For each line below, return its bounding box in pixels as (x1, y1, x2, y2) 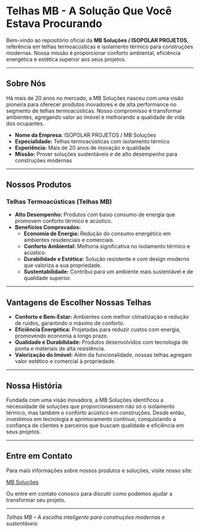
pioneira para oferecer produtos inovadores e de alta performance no (6, 100, 177, 108)
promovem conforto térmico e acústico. (14, 217, 112, 225)
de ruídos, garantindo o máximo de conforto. (14, 319, 125, 327)
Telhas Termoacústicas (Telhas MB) (6, 198, 112, 206)
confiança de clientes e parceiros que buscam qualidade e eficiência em (6, 422, 185, 429)
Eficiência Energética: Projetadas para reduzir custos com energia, (14, 326, 181, 333)
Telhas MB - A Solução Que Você (6, 4, 172, 18)
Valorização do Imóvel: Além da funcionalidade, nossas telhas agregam (14, 351, 192, 359)
